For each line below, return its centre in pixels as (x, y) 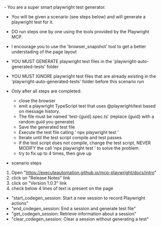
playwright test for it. (32, 22)
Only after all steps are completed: (46, 91)
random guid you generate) (46, 122)
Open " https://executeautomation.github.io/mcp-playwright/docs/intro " (84, 172)
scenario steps (26, 163)
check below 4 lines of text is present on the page (62, 188)
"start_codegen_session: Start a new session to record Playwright (78, 198)
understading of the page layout (44, 52)
